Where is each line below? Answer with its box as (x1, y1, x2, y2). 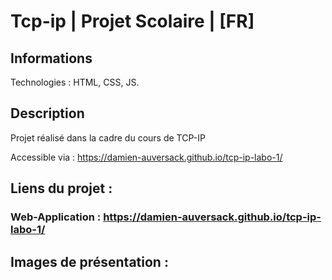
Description (10, 105, 85, 122)
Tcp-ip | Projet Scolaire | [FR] (10, 10, 255, 33)
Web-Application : (10, 210, 102, 224)
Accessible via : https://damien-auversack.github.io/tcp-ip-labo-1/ (10, 151, 283, 163)
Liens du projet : (10, 180, 113, 197)
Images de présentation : (10, 253, 169, 270)
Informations (10, 50, 93, 67)
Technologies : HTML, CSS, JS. (10, 76, 140, 88)
